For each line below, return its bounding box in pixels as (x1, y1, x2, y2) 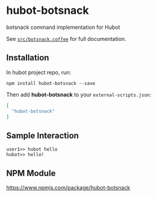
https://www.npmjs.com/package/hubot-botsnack (6, 184, 131, 191)
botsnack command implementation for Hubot (6, 23, 120, 31)
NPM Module (6, 168, 56, 178)
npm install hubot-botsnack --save (6, 80, 96, 86)
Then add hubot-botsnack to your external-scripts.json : (6, 91, 152, 98)
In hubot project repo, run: (6, 69, 72, 76)
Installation (6, 52, 49, 63)
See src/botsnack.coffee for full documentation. (6, 35, 126, 42)
